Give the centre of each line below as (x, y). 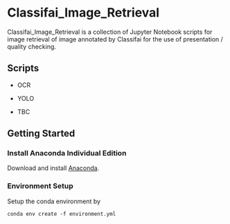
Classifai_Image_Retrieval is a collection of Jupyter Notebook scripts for (110, 32)
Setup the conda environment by (54, 201)
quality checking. (32, 46)
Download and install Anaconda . (53, 168)
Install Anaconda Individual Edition (67, 153)
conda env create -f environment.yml (62, 214)
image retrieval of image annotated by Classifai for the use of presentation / (115, 39)
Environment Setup (41, 186)
